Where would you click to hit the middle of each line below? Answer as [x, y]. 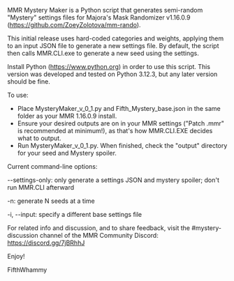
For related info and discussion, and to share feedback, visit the [99, 228]
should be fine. [29, 82]
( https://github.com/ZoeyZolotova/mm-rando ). [74, 25]
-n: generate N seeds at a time [51, 201]
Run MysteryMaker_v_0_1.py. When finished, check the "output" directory [122, 145]
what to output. [39, 138]
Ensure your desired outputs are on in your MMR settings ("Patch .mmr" [121, 123]
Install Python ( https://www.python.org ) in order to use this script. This [109, 67]
